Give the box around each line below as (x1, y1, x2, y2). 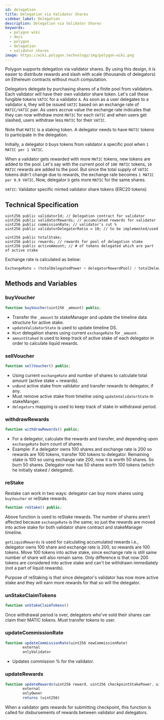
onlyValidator (22, 649, 51, 654)
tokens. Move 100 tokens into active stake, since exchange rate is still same (5, 550, 157, 555)
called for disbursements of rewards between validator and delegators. (5, 710, 148, 716)
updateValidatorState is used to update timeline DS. (12, 324, 118, 331)
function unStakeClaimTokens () (5, 603, 69, 608)
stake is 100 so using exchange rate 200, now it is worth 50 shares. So (12, 456, 154, 462)
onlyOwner (22, 691, 42, 696)
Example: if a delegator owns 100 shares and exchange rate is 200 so (12, 446, 152, 452)
